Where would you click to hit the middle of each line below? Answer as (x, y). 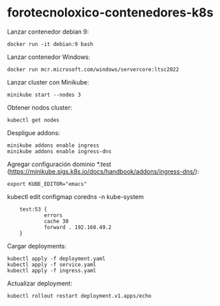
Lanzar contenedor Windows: (49, 57)
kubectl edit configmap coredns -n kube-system (75, 196)
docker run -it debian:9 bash (50, 44)
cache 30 (56, 221)
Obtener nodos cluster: (40, 107)
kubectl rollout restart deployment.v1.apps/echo (80, 296)
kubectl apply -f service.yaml (52, 264)
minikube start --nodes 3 (44, 95)
